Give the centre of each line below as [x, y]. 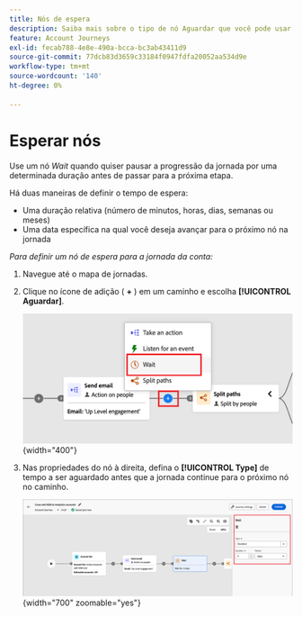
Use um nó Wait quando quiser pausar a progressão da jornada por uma [143, 166]
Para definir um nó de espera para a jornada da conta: [111, 256]
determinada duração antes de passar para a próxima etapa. [121, 175]
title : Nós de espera [50, 19]
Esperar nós [55, 141]
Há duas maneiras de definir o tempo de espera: [99, 193]
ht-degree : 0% [36, 86]
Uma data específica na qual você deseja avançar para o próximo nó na [155, 229]
